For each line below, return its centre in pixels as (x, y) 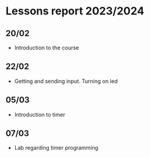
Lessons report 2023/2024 (75, 11)
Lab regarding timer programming (56, 148)
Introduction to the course (47, 48)
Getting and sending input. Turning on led (66, 81)
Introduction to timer (40, 114)
